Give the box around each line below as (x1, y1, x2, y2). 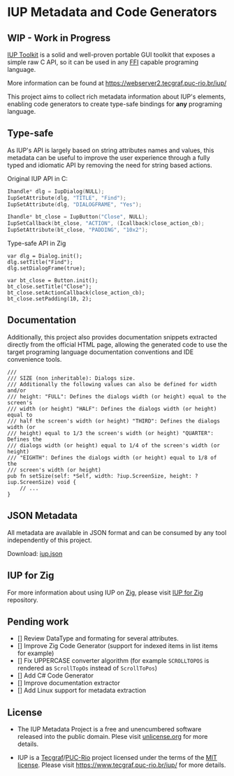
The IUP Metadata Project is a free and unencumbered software (17, 725, 202, 733)
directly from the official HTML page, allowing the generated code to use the (7, 340, 228, 349)
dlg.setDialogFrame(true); (7, 265, 86, 272)
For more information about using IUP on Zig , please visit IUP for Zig (7, 588, 204, 596)
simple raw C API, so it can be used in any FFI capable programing (7, 58, 199, 66)
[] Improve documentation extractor (17, 679, 121, 687)
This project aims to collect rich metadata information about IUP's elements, (7, 92, 226, 101)
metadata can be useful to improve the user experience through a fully (7, 153, 211, 161)
